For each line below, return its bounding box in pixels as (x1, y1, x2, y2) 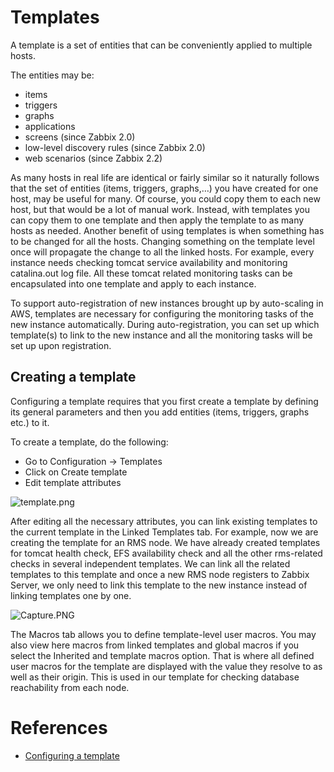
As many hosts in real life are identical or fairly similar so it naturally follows (10, 171, 320, 183)
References (10, 716, 108, 739)
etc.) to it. (10, 416, 50, 428)
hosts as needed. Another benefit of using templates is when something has (10, 224, 325, 236)
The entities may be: (10, 69, 95, 81)
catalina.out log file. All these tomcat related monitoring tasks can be (10, 267, 293, 279)
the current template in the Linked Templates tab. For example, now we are (10, 526, 319, 538)
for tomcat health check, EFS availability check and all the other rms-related (10, 547, 323, 559)
